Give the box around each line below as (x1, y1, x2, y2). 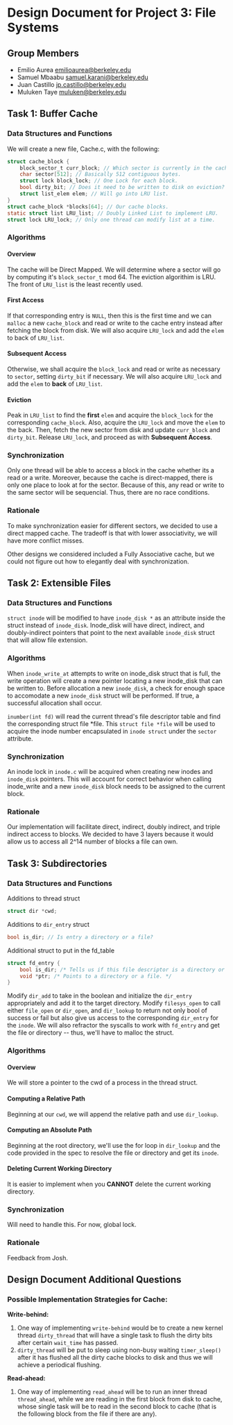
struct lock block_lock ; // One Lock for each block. (19, 177, 178, 185)
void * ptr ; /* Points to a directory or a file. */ (19, 973, 172, 980)
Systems (7, 19, 59, 35)
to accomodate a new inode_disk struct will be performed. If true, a (7, 691, 200, 700)
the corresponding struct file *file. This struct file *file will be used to (7, 719, 216, 727)
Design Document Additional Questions (7, 1274, 182, 1285)
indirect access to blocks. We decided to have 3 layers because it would (7, 830, 214, 839)
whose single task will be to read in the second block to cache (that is (17, 1402, 217, 1411)
